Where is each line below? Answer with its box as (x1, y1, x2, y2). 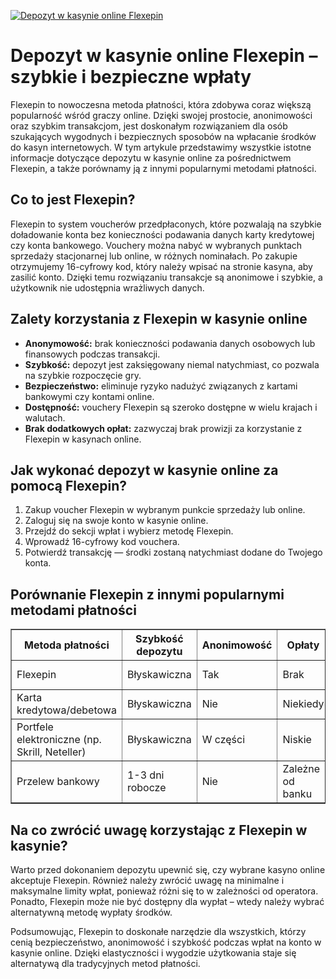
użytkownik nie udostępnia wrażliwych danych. (10, 281, 205, 294)
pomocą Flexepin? (10, 477, 128, 494)
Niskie (282, 733, 312, 747)
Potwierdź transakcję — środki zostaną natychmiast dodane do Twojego (24, 546, 323, 559)
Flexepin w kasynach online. (24, 433, 142, 445)
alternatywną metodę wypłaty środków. (10, 906, 173, 918)
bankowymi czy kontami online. (24, 390, 155, 402)
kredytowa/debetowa (16, 703, 117, 717)
